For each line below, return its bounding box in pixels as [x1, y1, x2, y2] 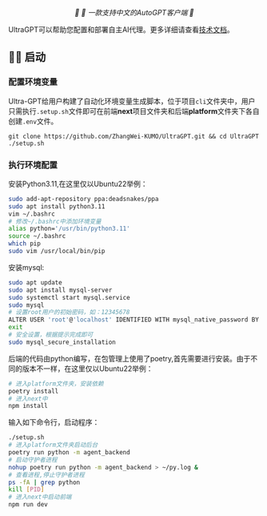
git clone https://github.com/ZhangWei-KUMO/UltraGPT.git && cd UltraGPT [8, 132, 260, 140]
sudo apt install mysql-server [8, 286, 113, 294]
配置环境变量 [8, 76, 58, 87]
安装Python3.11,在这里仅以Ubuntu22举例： [8, 179, 148, 188]
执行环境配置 [8, 159, 58, 171]
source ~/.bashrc [8, 232, 66, 240]
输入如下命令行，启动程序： [8, 417, 100, 427]
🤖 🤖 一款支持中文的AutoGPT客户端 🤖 [74, 8, 194, 17]
